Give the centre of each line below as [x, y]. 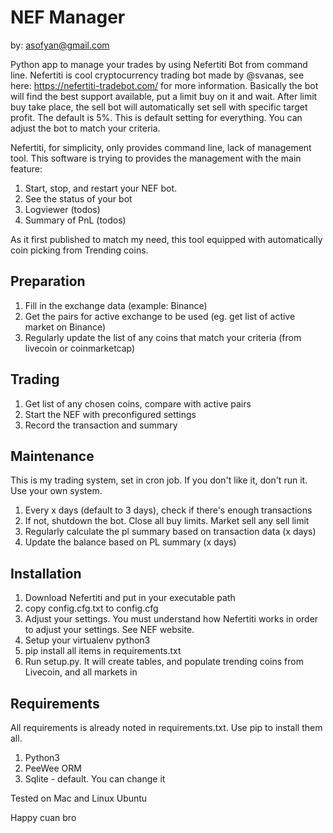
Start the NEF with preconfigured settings [110, 414]
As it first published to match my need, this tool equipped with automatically [166, 239]
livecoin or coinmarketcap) [80, 348]
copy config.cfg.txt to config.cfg [91, 608]
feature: [26, 168]
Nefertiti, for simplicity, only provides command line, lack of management [161, 147]
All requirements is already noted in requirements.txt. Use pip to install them [166, 727]
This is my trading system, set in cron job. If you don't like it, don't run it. [159, 480]
